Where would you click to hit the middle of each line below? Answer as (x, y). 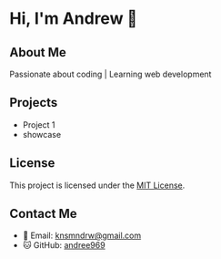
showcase (42, 134)
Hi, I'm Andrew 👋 (74, 19)
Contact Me (43, 214)
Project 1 (39, 124)
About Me (38, 52)
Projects (34, 103)
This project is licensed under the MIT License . (97, 185)
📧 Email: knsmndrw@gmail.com (82, 235)
